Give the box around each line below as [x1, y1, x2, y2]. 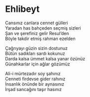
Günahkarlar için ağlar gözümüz [5, 61, 70, 67]
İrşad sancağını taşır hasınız [5, 86, 62, 92]
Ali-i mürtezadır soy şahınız [5, 70, 61, 76]
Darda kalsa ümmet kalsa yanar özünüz [5, 55, 86, 61]
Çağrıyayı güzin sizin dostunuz [5, 45, 68, 51]
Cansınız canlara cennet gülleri [5, 20, 68, 26]
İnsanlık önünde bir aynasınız [5, 81, 64, 87]
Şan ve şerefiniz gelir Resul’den [5, 30, 69, 36]
